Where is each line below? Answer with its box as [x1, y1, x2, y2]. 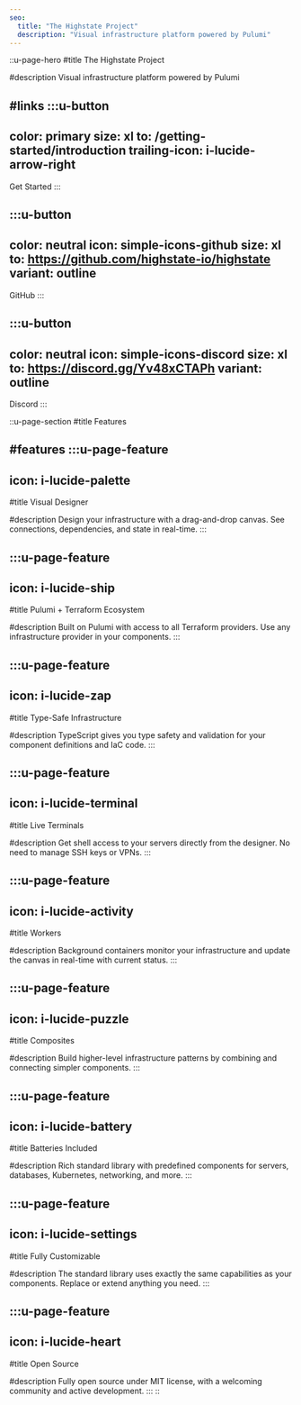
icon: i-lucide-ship [9, 580, 115, 596]
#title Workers [9, 927, 62, 938]
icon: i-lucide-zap [9, 689, 112, 704]
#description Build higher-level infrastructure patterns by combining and [9, 1053, 278, 1063]
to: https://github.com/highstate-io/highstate [9, 251, 271, 267]
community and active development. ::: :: [9, 1385, 160, 1396]
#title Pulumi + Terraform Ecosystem [9, 605, 146, 616]
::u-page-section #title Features [9, 415, 128, 426]
